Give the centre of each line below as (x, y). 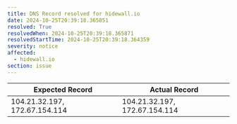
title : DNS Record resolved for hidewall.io (74, 14)
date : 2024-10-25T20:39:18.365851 (58, 20)
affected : (22, 53)
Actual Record (174, 90)
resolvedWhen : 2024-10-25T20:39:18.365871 (71, 33)
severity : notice (33, 46)
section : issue (30, 66)
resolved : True (30, 27)
